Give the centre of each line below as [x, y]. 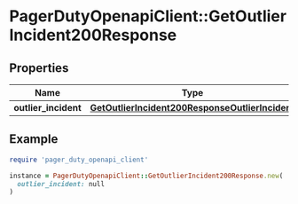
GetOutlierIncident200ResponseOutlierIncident [192, 108]
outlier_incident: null [61, 184]
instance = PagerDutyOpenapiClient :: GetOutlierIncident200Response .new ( [146, 176]
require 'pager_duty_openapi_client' [79, 160]
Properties [39, 68]
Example [34, 139]
